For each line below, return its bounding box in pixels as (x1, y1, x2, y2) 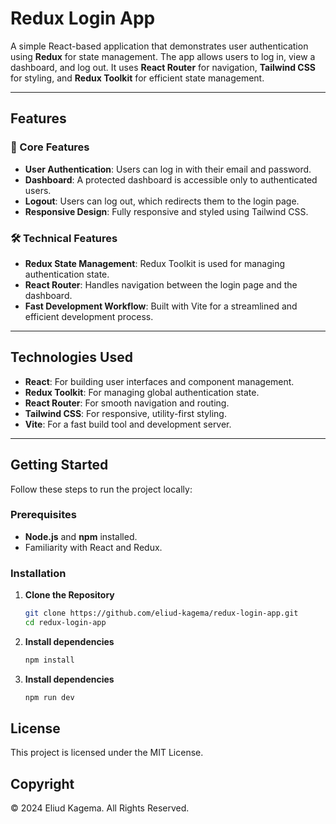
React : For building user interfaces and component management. (24, 375, 295, 387)
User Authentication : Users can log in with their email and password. (24, 163, 312, 175)
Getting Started (10, 457, 109, 474)
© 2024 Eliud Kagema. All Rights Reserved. (10, 802, 190, 814)
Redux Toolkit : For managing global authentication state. (24, 386, 260, 398)
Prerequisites (10, 508, 77, 522)
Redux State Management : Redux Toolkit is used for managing (24, 257, 286, 269)
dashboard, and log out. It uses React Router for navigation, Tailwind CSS (10, 61, 316, 73)
